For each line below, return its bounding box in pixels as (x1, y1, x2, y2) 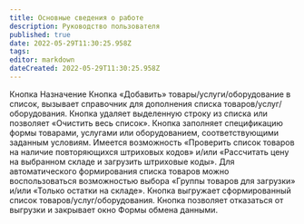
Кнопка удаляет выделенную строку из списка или (69, 108, 268, 119)
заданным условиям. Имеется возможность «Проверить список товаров (9, 137, 295, 148)
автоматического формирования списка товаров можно (9, 165, 230, 177)
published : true (9, 30, 71, 39)
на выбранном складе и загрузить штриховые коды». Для (9, 156, 235, 167)
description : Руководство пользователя (9, 22, 161, 31)
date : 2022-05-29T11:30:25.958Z (9, 38, 132, 48)
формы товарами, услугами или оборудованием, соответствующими (9, 127, 279, 138)
